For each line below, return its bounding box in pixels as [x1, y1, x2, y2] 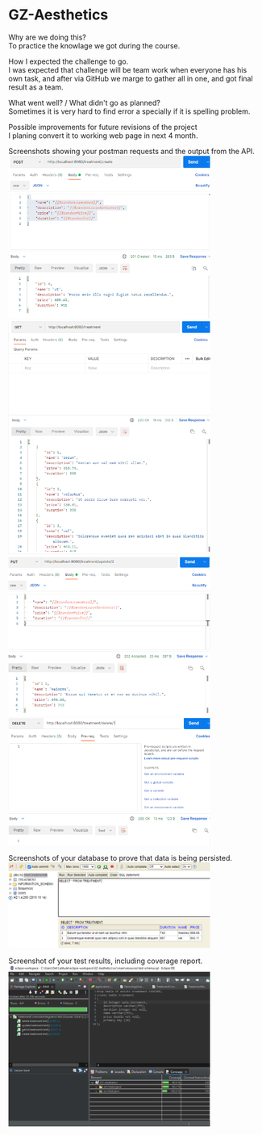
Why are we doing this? [8, 32, 86, 42]
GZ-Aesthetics [8, 6, 109, 24]
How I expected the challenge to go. [8, 56, 129, 66]
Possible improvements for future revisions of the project [8, 122, 198, 131]
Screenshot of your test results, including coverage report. [8, 956, 203, 966]
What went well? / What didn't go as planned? [8, 98, 161, 107]
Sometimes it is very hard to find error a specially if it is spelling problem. [8, 106, 251, 116]
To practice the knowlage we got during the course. [8, 40, 181, 50]
